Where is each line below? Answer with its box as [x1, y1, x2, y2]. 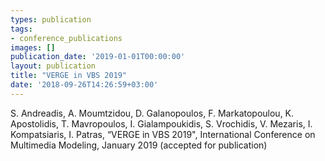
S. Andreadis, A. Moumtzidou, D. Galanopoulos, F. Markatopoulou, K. [10, 107, 295, 119]
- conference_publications [10, 33, 123, 43]
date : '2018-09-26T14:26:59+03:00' [10, 80, 159, 90]
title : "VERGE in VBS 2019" [10, 71, 128, 81]
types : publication [10, 14, 92, 25]
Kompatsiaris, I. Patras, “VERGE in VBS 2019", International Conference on [10, 128, 316, 140]
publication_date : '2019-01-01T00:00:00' [10, 52, 186, 62]
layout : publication [10, 61, 97, 71]
